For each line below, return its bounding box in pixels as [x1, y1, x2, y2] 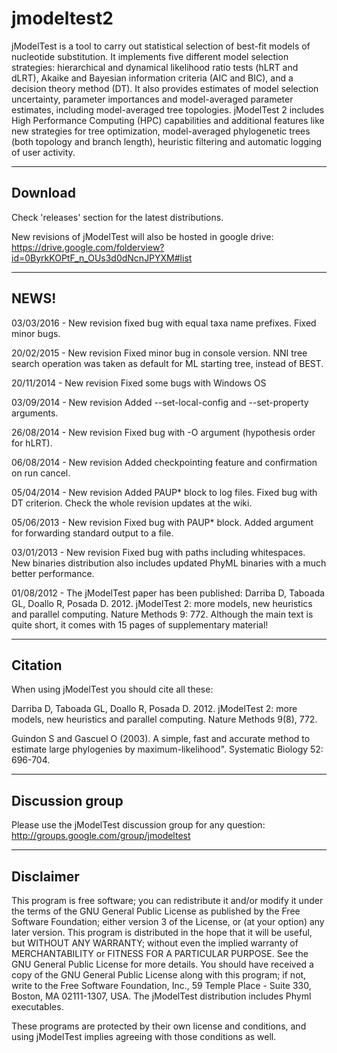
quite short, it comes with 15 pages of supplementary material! [11, 618, 269, 631]
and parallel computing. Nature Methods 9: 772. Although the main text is [11, 608, 314, 620]
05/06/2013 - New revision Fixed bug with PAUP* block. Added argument [11, 516, 314, 528]
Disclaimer [11, 868, 80, 885]
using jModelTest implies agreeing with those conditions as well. [11, 1031, 277, 1042]
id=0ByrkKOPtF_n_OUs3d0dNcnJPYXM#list [11, 252, 193, 264]
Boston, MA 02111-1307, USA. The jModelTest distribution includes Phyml [11, 990, 312, 1002]
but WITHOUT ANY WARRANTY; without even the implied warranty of [11, 937, 299, 949]
